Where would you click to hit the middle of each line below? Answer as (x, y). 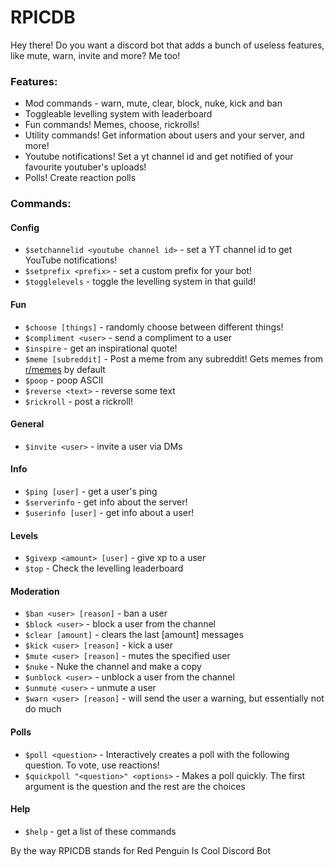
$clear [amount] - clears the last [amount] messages (134, 635)
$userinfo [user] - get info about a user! (109, 512)
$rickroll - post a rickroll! (78, 401)
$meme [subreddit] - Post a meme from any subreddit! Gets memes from (174, 358)
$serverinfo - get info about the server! (106, 502)
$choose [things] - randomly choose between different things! (154, 327)
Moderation (35, 591)
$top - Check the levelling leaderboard (104, 568)
